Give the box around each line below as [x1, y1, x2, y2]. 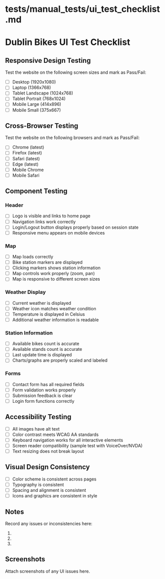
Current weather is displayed [12, 300, 72, 306]
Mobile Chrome [12, 167, 44, 173]
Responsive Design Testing [5, 56, 91, 65]
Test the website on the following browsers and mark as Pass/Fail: [5, 135, 140, 141]
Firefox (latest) [12, 150, 42, 156]
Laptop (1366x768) [12, 85, 51, 91]
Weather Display [5, 289, 46, 295]
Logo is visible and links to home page [12, 213, 90, 219]
